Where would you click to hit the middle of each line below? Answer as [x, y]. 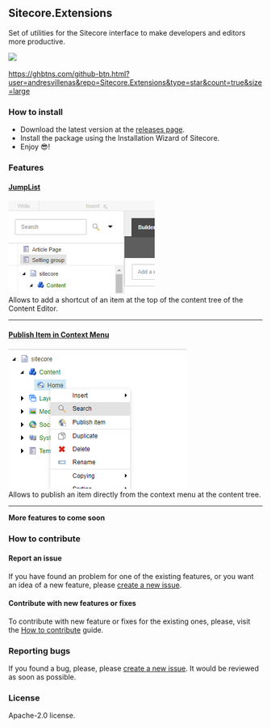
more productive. [37, 41]
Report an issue [35, 558]
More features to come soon [57, 518]
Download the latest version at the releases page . [102, 129]
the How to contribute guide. [56, 629]
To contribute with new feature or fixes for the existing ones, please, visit [129, 621]
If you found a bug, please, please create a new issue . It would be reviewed [134, 669]
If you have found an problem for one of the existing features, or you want [131, 576]
